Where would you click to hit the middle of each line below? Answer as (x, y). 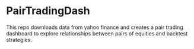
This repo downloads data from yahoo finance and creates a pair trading (95, 27)
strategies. (19, 40)
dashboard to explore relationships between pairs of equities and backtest (97, 33)
